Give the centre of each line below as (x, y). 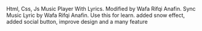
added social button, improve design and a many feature (77, 22)
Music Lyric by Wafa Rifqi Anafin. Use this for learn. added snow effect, (96, 15)
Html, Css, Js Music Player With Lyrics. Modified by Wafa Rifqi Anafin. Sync (101, 9)
